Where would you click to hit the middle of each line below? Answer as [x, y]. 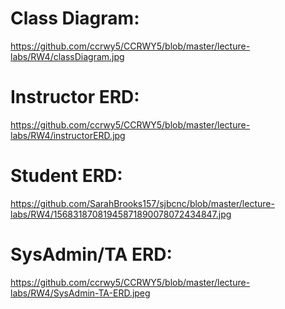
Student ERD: [66, 176]
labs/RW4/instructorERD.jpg [68, 135]
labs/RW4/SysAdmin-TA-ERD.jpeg [80, 293]
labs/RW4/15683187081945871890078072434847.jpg [121, 214]
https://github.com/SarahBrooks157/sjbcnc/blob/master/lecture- [142, 203]
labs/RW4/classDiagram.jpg [67, 56]
